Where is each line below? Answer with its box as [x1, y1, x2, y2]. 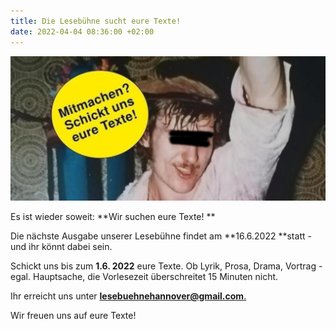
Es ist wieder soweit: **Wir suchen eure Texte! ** [10, 211, 216, 223]
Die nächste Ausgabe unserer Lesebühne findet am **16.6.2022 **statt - [10, 230, 312, 242]
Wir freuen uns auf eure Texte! [10, 310, 137, 322]
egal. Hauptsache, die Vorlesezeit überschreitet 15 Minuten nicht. [10, 271, 279, 283]
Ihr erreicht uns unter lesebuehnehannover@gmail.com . [10, 290, 247, 302]
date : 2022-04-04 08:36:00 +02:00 [10, 26, 155, 37]
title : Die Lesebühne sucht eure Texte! [10, 16, 182, 26]
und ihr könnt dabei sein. [10, 241, 113, 253]
